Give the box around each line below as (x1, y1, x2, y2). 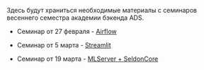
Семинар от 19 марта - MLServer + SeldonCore (16, 54, 159, 63)
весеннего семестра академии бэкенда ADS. (6, 13, 144, 22)
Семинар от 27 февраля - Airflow (16, 28, 118, 35)
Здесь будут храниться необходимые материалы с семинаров (6, 6, 198, 14)
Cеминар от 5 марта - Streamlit (16, 41, 111, 49)
